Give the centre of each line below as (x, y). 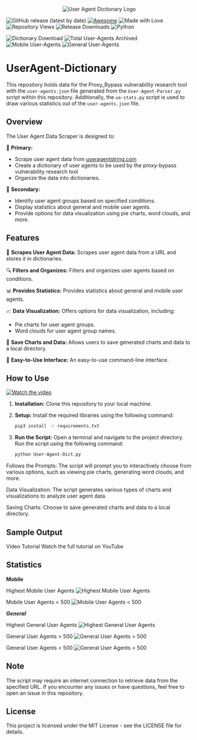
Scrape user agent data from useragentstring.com (75, 159)
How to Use (28, 378)
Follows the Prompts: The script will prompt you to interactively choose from (99, 466)
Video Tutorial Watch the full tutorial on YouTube (65, 546)
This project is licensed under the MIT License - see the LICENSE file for (94, 726)
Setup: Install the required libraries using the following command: (94, 415)
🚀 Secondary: (23, 189)
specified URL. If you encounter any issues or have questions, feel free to (95, 686)
